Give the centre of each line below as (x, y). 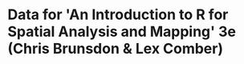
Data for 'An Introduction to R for (118, 15)
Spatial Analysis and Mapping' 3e (122, 32)
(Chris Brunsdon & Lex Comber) (116, 49)
